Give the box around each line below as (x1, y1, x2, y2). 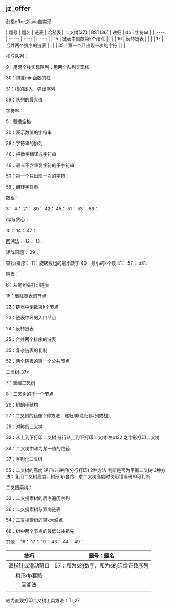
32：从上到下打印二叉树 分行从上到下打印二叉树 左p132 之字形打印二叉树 (6, 434, 160, 440)
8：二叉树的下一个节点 (6, 391, 54, 397)
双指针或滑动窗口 (8, 562, 50, 569)
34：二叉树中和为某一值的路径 (6, 445, 70, 451)
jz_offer (6, 4, 31, 13)
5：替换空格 (6, 118, 31, 125)
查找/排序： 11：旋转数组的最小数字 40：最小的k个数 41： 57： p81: (6, 260, 147, 266)
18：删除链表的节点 (6, 292, 47, 299)
